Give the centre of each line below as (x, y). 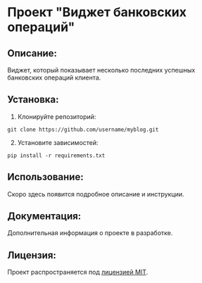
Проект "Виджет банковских (97, 12)
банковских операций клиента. (54, 77)
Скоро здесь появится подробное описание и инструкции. (96, 194)
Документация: (44, 216)
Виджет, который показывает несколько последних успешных (101, 70)
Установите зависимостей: (58, 142)
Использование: (45, 177)
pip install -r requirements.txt (56, 156)
